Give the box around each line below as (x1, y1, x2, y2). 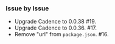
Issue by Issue (5, 4, 49, 13)
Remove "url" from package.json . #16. (14, 31, 109, 38)
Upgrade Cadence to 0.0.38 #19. (14, 18, 97, 25)
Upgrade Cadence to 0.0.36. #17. (14, 24, 97, 31)
